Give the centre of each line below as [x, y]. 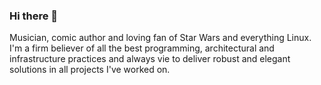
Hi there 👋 [34, 16]
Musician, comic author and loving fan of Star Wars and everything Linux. [160, 38]
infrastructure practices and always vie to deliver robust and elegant [150, 59]
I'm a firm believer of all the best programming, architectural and [142, 48]
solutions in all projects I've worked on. [90, 70]
